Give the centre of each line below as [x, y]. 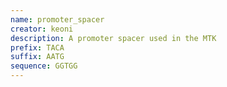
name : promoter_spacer [57, 19]
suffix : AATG [37, 57]
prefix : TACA [37, 47]
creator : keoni [42, 29]
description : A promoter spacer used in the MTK [113, 38]
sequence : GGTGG [44, 66]
